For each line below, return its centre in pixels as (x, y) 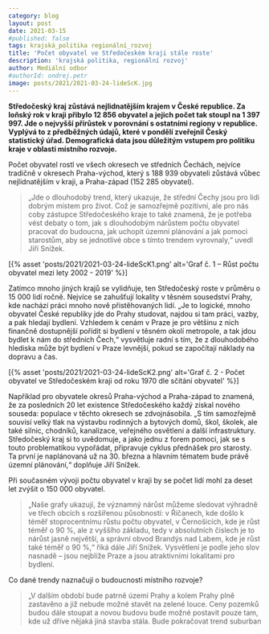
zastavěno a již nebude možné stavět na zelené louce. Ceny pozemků (143, 603)
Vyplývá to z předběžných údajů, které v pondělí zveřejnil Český (118, 132)
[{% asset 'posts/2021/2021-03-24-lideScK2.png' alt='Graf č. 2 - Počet (126, 372)
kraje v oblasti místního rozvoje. (63, 149)
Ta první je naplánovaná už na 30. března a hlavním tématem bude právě (128, 456)
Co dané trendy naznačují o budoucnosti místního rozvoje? (106, 579)
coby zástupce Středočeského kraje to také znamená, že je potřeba (140, 214)
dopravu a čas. (33, 356)
